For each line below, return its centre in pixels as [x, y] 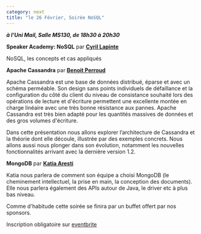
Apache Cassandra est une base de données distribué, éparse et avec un [98, 82]
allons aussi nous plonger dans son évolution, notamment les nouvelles [95, 145]
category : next [26, 12]
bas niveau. [21, 194]
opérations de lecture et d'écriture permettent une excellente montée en [97, 101]
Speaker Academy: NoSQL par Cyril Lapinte [63, 47]
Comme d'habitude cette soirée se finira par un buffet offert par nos [91, 206]
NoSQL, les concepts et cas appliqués [54, 58]
